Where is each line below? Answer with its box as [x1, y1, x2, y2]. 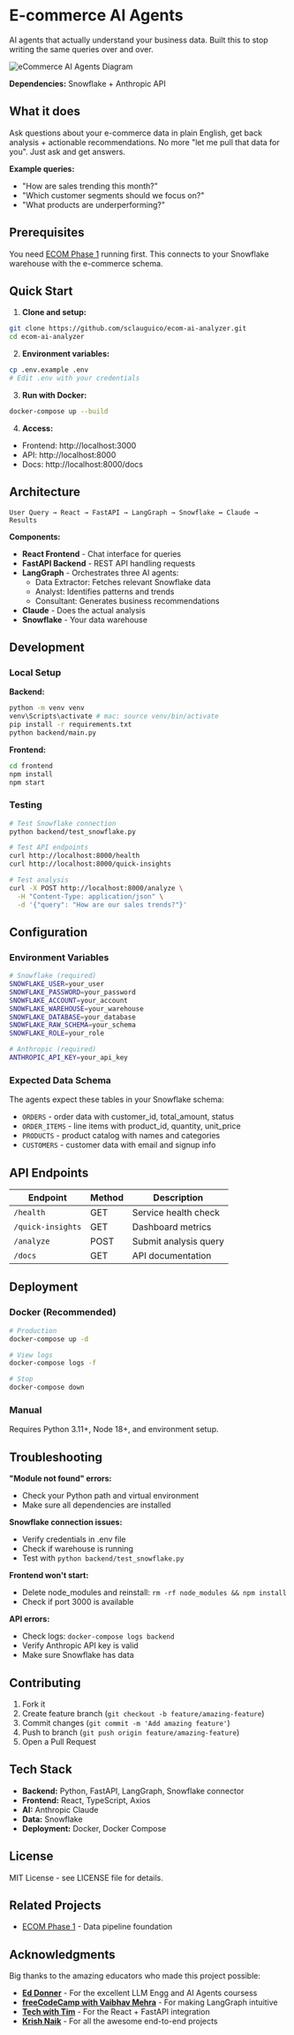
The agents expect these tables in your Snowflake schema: [9, 1094, 225, 1105]
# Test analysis [9, 875, 69, 885]
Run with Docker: [21, 389, 87, 400]
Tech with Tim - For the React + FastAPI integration [21, 2007, 210, 2017]
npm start [9, 778, 46, 787]
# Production [9, 1326, 57, 1335]
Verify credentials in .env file [21, 1534, 126, 1545]
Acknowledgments [9, 1946, 117, 1962]
